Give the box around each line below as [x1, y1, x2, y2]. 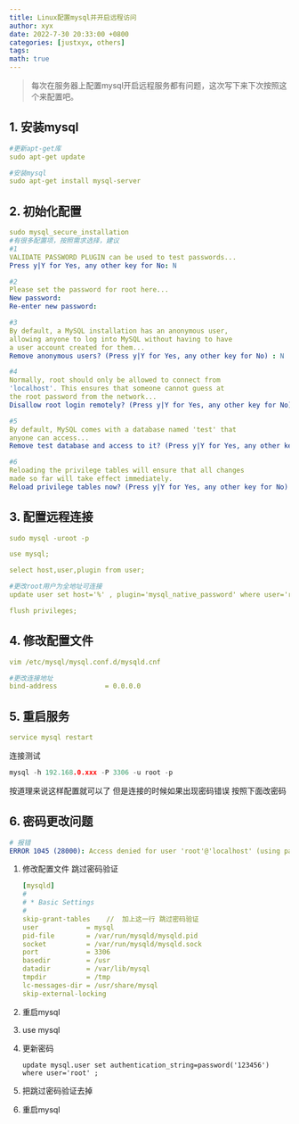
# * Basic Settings [21, 898, 95, 907]
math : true [9, 54, 50, 63]
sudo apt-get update [9, 153, 86, 161]
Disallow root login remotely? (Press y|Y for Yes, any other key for [9, 401, 277, 409]
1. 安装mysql [9, 120, 79, 135]
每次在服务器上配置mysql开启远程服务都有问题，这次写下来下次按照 [30, 80, 280, 90]
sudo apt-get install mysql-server [9, 177, 141, 186]
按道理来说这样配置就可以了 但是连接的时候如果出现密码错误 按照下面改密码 [9, 785, 287, 796]
